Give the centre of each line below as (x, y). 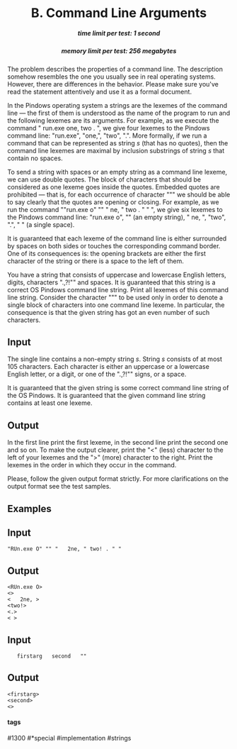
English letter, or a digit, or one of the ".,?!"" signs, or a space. (97, 374)
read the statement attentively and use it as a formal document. (100, 91)
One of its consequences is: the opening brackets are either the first (107, 253)
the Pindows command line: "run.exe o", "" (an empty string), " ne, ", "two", (117, 217)
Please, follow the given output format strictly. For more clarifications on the (118, 479)
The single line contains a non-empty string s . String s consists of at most (115, 359)
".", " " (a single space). (41, 224)
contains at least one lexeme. (50, 403)
